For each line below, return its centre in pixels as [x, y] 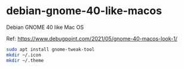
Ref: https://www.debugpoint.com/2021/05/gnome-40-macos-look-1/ [92, 38]
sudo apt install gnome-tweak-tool [50, 49]
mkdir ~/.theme [25, 60]
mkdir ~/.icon [24, 55]
